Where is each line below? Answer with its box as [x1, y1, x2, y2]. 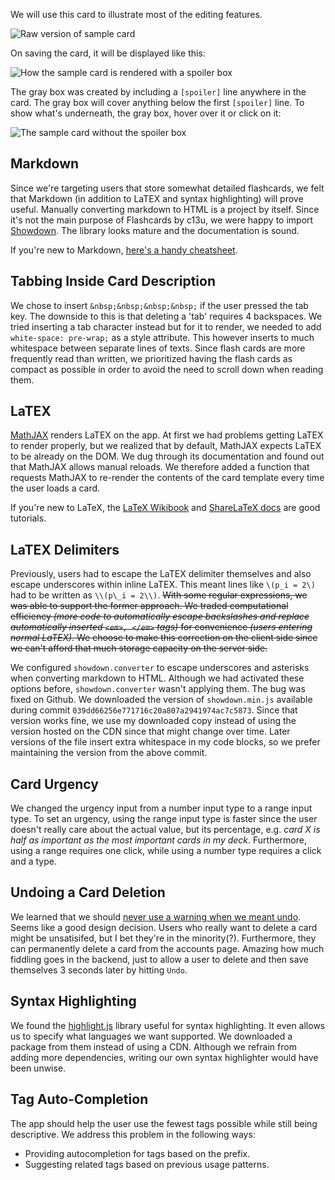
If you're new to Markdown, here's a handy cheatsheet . [10, 244, 238, 256]
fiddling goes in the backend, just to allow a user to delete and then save [10, 953, 309, 965]
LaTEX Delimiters [10, 541, 120, 558]
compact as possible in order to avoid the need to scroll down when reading [10, 363, 324, 375]
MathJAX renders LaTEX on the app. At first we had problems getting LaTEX [10, 429, 324, 441]
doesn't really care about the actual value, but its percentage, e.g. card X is [10, 824, 321, 836]
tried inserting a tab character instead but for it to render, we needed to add [10, 320, 322, 333]
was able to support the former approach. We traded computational [10, 600, 289, 612]
